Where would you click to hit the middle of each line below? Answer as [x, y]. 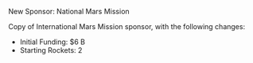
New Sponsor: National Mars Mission [69, 11]
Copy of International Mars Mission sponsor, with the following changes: [127, 26]
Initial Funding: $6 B [53, 42]
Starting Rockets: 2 [51, 50]
